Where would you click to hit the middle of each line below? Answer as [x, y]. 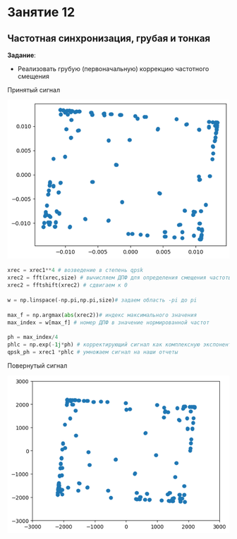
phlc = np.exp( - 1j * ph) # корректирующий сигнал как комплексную [104, 345]
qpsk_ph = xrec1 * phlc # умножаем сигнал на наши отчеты [93, 352]
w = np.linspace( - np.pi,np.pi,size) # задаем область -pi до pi [102, 300]
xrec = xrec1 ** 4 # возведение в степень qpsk [75, 271]
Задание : [22, 55]
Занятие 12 [41, 12]
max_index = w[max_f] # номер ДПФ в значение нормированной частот [109, 322]
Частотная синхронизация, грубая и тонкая [109, 38]
